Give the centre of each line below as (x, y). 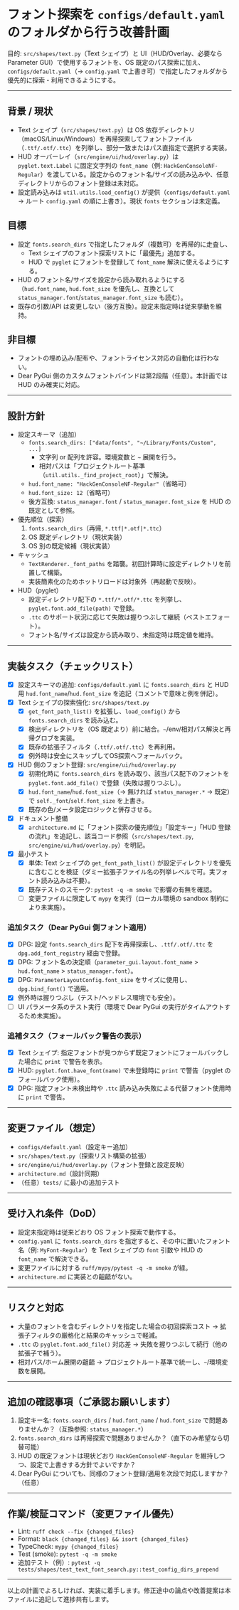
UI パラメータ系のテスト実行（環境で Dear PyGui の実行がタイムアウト (121, 1006)
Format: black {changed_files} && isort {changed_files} (103, 1539)
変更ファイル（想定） (54, 1128)
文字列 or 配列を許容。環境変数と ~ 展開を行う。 (109, 457)
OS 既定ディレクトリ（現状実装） (77, 537)
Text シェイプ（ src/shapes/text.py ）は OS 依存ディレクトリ (106, 129)
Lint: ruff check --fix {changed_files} (76, 1531)
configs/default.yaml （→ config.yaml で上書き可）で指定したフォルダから (118, 71)
